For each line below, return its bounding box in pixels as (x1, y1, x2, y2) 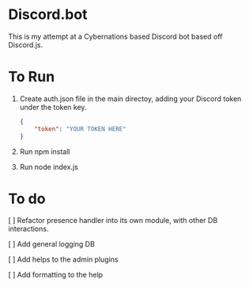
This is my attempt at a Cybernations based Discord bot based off (8, 32, 223, 41)
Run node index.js (19, 162, 79, 172)
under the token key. (19, 102, 87, 111)
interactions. (8, 224, 49, 234)
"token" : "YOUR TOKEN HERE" (34, 125, 126, 133)
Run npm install (19, 146, 70, 156)
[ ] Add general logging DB (8, 240, 95, 249)
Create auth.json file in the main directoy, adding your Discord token (19, 93, 242, 104)
